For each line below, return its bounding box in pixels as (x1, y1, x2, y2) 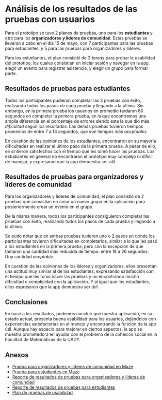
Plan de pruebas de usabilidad (12, 390, 73, 396)
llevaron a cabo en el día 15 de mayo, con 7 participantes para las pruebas (5, 40, 153, 46)
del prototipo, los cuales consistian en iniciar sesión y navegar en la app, (5, 60, 150, 66)
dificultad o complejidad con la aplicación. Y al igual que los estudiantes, (5, 279, 150, 285)
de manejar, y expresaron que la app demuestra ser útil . (5, 158, 116, 164)
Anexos (5, 351, 29, 359)
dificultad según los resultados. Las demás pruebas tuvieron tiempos (5, 123, 144, 129)
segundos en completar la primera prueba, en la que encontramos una (5, 113, 146, 119)
